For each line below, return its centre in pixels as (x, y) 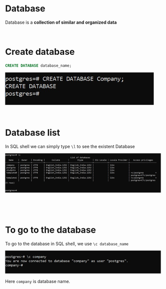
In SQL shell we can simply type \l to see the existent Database (70, 146)
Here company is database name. (38, 281)
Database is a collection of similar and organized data (61, 22)
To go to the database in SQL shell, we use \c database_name (67, 244)
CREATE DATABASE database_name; (38, 65)
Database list (33, 133)
